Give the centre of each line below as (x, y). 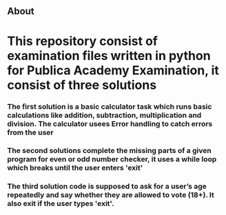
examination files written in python (109, 55)
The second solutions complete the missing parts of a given (109, 151)
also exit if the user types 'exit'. (61, 204)
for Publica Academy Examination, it (113, 70)
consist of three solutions (82, 85)
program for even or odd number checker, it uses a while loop (112, 159)
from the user (30, 132)
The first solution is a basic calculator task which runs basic (110, 106)
